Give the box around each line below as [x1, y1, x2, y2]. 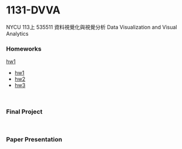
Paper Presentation [6, 136, 63, 144]
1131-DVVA [6, 4, 60, 17]
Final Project [6, 108, 43, 116]
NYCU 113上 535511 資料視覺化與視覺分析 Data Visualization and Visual [6, 23, 177, 30]
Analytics [6, 30, 29, 37]
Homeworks [6, 44, 42, 53]
